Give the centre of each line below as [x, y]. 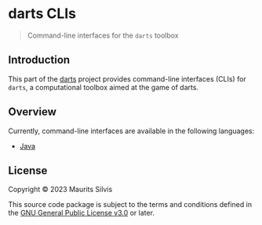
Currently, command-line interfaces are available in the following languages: [131, 131]
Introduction [39, 60]
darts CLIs [42, 14]
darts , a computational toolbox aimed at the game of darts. [103, 87]
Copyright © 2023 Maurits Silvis [60, 190]
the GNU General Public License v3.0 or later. [82, 213]
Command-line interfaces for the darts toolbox [103, 35]
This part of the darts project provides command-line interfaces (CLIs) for [127, 78]
